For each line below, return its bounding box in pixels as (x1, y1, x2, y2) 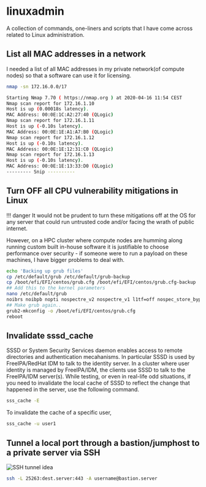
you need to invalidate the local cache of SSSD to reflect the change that (6, 379, 190, 387)
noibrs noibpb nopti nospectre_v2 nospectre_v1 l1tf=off (6, 296, 155, 303)
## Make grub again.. (6, 302, 62, 308)
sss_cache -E (6, 397, 40, 404)
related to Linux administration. (6, 31, 85, 38)
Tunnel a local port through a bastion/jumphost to (6, 437, 200, 448)
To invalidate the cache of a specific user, (6, 409, 112, 416)
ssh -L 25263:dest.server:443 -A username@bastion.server (6, 475, 158, 481)
